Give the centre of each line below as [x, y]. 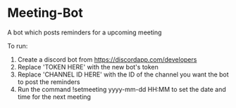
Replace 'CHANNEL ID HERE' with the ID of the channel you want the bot [123, 74]
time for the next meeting [54, 97]
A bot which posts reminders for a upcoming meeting [85, 32]
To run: [18, 46]
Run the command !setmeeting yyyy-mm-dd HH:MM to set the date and [122, 89]
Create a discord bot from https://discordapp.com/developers [107, 59]
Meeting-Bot [45, 13]
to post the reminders [49, 81]
